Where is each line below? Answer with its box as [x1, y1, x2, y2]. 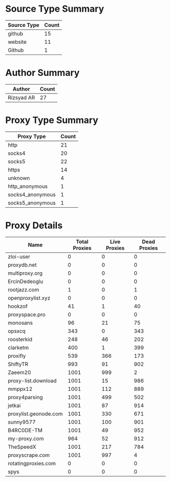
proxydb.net [8, 261, 37, 268]
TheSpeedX [8, 443, 37, 450]
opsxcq [8, 327, 26, 334]
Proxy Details [5, 220, 63, 231]
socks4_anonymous [8, 191, 56, 198]
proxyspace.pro [8, 311, 46, 318]
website [8, 38, 27, 45]
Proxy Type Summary [5, 115, 98, 126]
